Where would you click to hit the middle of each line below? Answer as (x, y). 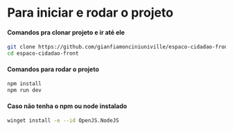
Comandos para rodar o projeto (53, 69)
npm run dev (24, 90)
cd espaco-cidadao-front (43, 53)
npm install (24, 84)
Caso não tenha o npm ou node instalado (67, 106)
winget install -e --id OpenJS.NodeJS (63, 121)
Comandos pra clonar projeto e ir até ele (66, 32)
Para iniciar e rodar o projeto (90, 13)
